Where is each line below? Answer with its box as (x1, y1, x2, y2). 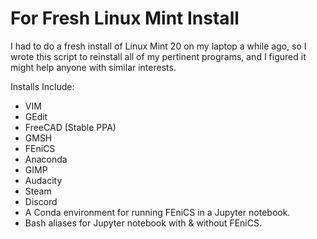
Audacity (24, 174, 63, 186)
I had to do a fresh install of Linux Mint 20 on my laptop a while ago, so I (10, 40, 307, 52)
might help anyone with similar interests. (10, 61, 177, 73)
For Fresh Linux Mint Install (10, 7, 240, 30)
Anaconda (24, 153, 68, 165)
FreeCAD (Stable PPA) (24, 121, 117, 133)
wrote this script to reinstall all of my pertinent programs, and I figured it (10, 50, 307, 62)
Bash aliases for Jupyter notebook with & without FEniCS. (24, 217, 262, 229)
